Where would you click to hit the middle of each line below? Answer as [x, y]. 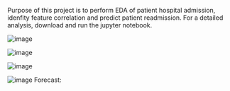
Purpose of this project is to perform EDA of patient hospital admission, [111, 10]
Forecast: [48, 80]
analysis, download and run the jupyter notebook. [80, 25]
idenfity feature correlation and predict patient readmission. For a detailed [115, 18]
